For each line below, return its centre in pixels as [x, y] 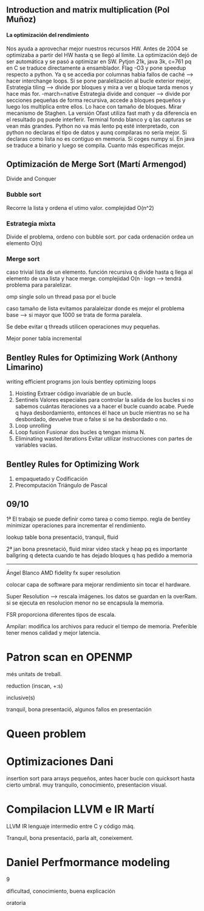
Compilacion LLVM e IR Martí [80, 809]
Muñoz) [21, 20]
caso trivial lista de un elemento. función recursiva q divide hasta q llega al [100, 272]
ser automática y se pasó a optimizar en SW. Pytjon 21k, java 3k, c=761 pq [99, 61]
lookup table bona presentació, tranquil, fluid [62, 537]
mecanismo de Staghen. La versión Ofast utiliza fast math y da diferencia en [102, 113]
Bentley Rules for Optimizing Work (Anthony [92, 357]
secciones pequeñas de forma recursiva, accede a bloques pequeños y [96, 100]
